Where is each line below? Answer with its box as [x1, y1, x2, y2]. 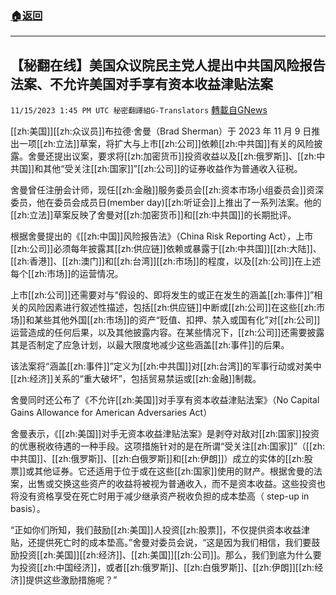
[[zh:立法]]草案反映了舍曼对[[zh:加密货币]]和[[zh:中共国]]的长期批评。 [10, 209, 297, 221]
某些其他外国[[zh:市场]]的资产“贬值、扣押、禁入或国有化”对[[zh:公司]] [34, 314, 321, 326]
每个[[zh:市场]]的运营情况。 [10, 268, 124, 280]
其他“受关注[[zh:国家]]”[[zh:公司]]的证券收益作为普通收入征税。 [43, 163, 303, 175]
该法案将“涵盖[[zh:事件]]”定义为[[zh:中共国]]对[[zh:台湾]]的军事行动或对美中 [10, 360, 322, 372]
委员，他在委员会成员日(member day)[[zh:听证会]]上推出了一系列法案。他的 [10, 197, 322, 209]
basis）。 [10, 503, 46, 515]
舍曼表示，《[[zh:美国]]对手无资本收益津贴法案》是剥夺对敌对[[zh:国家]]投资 [10, 428, 320, 440]
